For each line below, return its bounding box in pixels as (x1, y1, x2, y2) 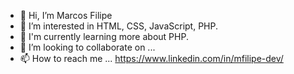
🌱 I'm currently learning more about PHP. (19, 31, 189, 42)
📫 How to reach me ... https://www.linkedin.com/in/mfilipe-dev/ (19, 53, 284, 64)
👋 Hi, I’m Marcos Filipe (19, 10, 113, 21)
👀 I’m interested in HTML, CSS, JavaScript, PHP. (19, 20, 219, 32)
